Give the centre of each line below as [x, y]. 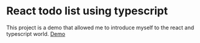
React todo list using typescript [87, 11]
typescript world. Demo [36, 33]
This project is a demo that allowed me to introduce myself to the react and [100, 27]
